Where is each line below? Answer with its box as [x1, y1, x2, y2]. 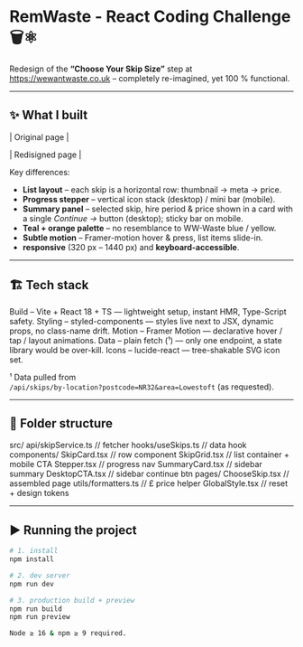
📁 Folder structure [9, 416, 114, 431]
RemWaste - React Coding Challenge [9, 6, 291, 27]
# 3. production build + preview [9, 595, 135, 605]
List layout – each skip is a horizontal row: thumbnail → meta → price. [22, 183, 282, 195]
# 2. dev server [9, 571, 70, 580]
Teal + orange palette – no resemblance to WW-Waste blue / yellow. [22, 222, 277, 233]
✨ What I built [9, 108, 88, 123]
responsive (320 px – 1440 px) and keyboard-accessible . [22, 241, 240, 252]
